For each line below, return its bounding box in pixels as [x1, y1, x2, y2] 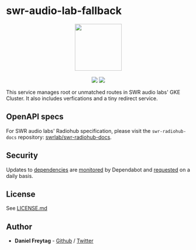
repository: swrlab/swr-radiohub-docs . [18, 133, 112, 141]
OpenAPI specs [6, 112, 64, 122]
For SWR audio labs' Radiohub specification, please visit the [6, 127, 151, 134]
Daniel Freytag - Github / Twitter [14, 237, 94, 244]
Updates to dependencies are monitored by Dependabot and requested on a [6, 166, 190, 173]
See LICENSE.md [6, 205, 48, 212]
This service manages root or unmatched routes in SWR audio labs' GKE [6, 88, 180, 95]
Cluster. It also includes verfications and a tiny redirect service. [6, 95, 158, 102]
